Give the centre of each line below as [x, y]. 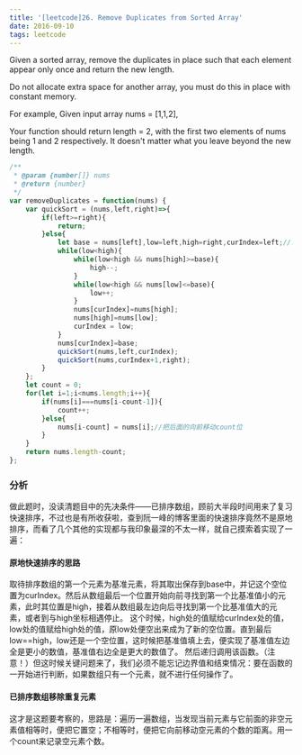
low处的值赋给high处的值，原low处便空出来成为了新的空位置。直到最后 [141, 629]
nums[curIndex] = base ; [98, 343]
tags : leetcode [38, 34]
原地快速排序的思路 [45, 562]
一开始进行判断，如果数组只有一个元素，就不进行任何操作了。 [124, 674]
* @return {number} [50, 184]
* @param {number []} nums [62, 176]
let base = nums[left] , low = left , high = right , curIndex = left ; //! [176, 243]
